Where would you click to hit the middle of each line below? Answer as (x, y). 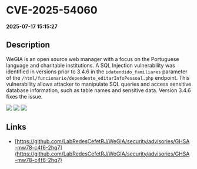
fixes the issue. (24, 96)
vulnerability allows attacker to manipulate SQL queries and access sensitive (99, 84)
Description (28, 45)
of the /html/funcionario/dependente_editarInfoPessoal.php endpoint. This (98, 77)
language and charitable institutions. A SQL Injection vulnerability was (91, 65)
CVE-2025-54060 (52, 10)
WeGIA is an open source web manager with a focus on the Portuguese (93, 59)
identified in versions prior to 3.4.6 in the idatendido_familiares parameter (97, 72)
